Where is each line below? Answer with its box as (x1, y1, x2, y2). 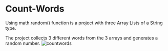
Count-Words (5, 3, 65, 15)
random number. (5, 40, 40, 46)
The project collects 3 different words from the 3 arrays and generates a (5, 35, 158, 41)
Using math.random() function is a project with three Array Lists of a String (5, 20, 163, 26)
